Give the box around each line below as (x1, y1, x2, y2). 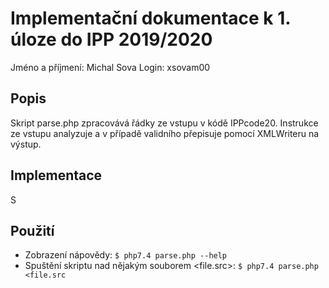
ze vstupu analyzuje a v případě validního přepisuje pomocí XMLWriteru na (10, 127, 320, 139)
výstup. (10, 138, 42, 150)
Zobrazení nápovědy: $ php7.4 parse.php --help (24, 249, 228, 261)
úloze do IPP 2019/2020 (10, 28, 213, 51)
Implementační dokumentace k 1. (10, 7, 291, 30)
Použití (10, 222, 55, 239)
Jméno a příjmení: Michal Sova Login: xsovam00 (10, 61, 211, 73)
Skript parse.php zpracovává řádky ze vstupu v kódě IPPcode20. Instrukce (10, 117, 319, 129)
